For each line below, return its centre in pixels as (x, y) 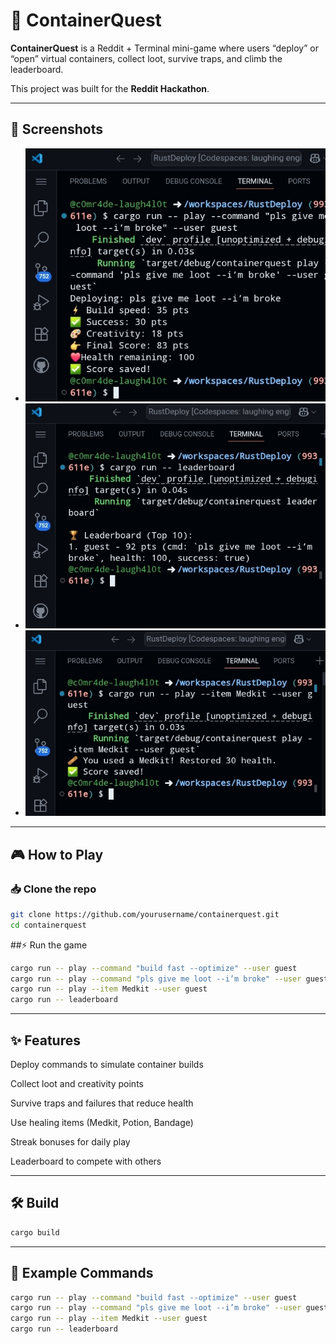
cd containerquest (48, 925)
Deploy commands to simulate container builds (107, 1065)
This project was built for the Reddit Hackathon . (110, 88)
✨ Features (45, 1040)
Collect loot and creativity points (77, 1084)
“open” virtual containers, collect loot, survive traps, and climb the (146, 58)
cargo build (35, 1232)
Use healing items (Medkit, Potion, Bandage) (102, 1123)
